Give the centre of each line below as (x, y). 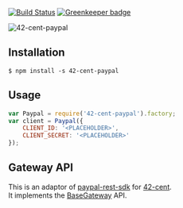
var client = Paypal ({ (46, 121)
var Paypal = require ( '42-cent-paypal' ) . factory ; (92, 114)
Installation (37, 53)
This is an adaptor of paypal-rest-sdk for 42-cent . (90, 187)
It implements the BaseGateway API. (68, 195)
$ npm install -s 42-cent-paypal (64, 71)
